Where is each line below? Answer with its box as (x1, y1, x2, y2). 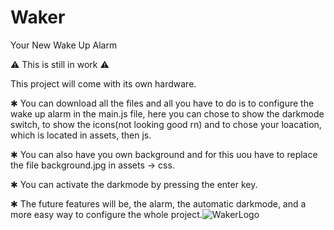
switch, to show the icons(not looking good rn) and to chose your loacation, (10, 118, 322, 130)
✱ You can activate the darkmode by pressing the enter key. (10, 178, 258, 190)
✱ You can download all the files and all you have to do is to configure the (10, 97, 315, 109)
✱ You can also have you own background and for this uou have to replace (10, 148, 318, 160)
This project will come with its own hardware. (10, 77, 197, 90)
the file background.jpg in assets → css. (10, 159, 175, 171)
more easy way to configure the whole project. (10, 208, 203, 220)
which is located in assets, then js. (10, 129, 152, 141)
